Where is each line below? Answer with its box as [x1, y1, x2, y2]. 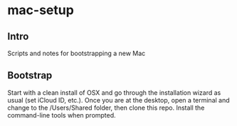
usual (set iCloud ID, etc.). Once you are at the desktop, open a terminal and [7, 96, 230, 104]
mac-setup [7, 2, 75, 18]
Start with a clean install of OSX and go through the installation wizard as [7, 88, 221, 97]
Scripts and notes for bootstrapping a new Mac [7, 49, 146, 57]
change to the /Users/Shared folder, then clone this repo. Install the [7, 103, 205, 112]
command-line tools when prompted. [7, 110, 116, 119]
